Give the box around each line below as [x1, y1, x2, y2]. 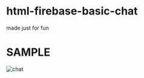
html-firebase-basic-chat [6, 4, 138, 18]
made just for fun [6, 24, 50, 31]
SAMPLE [6, 45, 50, 59]
